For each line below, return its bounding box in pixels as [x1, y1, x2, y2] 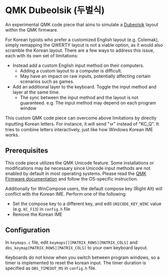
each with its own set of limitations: [5, 52, 78, 58]
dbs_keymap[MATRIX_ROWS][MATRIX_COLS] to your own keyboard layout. [5, 244, 148, 250]
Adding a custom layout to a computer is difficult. [20, 67, 122, 73]
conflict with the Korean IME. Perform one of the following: [5, 191, 127, 197]
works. [5, 132, 20, 138]
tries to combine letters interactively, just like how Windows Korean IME [5, 126, 153, 132]
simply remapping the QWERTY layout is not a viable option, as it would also [5, 42, 163, 48]
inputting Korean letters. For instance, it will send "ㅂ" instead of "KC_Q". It [5, 121, 159, 127]
